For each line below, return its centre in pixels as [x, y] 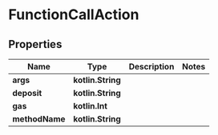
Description [151, 67]
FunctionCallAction [74, 15]
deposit [27, 93]
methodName [39, 119]
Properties [35, 44]
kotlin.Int [91, 106]
